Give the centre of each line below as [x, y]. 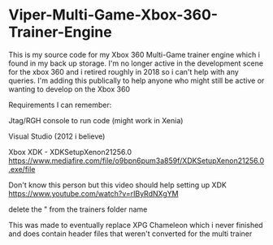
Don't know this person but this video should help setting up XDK [118, 185]
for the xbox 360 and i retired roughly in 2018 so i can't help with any [124, 71]
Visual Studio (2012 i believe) [57, 136]
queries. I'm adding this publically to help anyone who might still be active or [136, 80]
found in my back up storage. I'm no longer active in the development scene [136, 63]
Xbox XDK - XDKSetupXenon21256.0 [70, 152]
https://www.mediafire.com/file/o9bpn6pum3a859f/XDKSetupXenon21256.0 [136, 161]
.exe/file [22, 169]
